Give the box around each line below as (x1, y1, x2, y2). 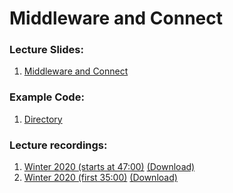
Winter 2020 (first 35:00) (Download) (23, 172, 178, 184)
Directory (23, 113, 63, 125)
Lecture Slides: (9, 43, 84, 57)
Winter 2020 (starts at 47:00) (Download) (23, 161, 196, 173)
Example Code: (9, 90, 85, 104)
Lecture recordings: (9, 138, 108, 152)
